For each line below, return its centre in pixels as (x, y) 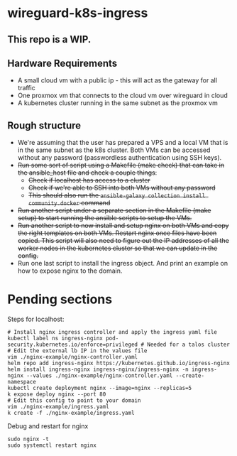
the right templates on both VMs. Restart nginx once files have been (117, 233)
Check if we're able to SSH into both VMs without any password (122, 188)
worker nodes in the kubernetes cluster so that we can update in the (117, 248)
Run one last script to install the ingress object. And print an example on (123, 264)
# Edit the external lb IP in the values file (77, 351)
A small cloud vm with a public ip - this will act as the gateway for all (117, 80)
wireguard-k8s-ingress (78, 13)
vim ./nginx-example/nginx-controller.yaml (73, 357)
